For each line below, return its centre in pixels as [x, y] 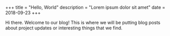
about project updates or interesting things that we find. [64, 28]
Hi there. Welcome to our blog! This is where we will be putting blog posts [83, 23]
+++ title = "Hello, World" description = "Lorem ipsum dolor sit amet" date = [85, 7]
